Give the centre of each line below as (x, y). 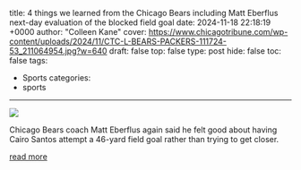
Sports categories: (56, 78)
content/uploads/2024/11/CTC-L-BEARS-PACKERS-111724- (118, 41)
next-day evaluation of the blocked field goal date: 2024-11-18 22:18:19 (140, 22)
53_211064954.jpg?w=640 (58, 51)
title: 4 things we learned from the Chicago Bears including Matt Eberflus (144, 13)
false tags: (29, 60)
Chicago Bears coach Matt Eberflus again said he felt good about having (143, 130)
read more (28, 157)
